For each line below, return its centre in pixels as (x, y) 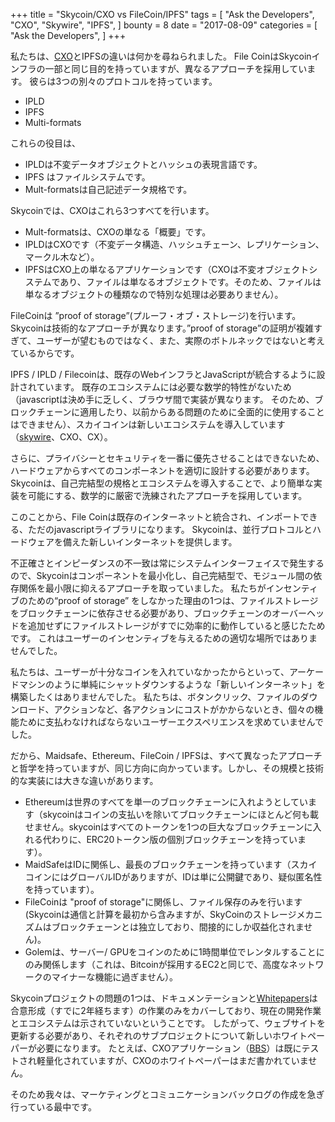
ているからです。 (45, 353)
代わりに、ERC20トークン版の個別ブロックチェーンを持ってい (170, 839)
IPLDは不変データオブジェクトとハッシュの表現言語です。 (143, 164)
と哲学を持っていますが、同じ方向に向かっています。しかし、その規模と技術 (167, 768)
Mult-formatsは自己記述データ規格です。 (108, 189)
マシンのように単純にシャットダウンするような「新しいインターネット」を (172, 684)
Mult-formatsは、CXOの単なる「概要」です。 (118, 232)
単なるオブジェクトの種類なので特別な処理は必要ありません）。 (154, 294)
